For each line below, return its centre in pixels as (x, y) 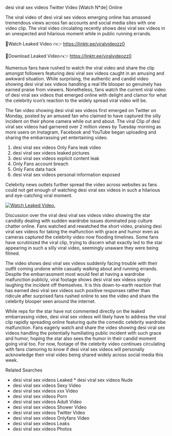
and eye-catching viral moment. (39, 195)
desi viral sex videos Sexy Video (47, 385)
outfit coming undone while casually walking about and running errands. (81, 269)
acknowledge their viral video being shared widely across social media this (84, 355)
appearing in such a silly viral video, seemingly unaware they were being (82, 248)
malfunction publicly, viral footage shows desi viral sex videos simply (78, 279)
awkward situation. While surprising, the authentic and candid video (77, 79)
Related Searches (24, 370)
